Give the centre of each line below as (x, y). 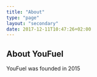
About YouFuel (35, 53)
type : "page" (23, 18)
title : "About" (26, 12)
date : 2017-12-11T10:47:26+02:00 (49, 29)
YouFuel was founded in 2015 (43, 68)
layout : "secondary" (33, 23)
